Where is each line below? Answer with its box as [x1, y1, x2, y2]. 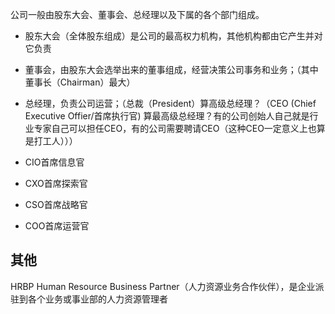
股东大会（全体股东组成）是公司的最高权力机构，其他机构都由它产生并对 [24, 30, 323, 42]
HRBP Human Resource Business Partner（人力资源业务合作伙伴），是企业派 [10, 280, 325, 292]
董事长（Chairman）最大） [24, 76, 136, 88]
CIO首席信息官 [24, 156, 85, 168]
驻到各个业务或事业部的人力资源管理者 [10, 293, 168, 305]
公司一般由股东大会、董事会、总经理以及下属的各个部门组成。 [10, 9, 265, 20]
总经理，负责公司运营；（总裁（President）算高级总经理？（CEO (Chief [24, 98, 317, 109]
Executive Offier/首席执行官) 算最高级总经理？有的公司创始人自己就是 [24, 110, 310, 122]
